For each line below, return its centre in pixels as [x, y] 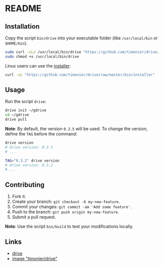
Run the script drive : [26, 101]
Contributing [25, 185]
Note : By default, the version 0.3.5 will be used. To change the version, [76, 129]
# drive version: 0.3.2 [29, 165]
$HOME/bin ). [16, 43]
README [23, 8]
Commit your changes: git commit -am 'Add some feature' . [72, 207]
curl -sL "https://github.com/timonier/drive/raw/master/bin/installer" [80, 75]
